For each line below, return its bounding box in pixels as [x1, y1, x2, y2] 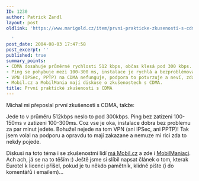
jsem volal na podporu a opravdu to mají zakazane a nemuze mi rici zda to [6, 132, 187, 139]
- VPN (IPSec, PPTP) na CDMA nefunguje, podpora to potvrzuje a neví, [6, 75, 184, 80]
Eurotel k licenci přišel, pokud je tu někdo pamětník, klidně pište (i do [6, 162, 174, 169]
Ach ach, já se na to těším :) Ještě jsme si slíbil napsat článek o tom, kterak [6, 156, 188, 163]
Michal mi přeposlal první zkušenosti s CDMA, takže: [6, 102, 135, 108]
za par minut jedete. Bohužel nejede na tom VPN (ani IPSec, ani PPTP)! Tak [6, 125, 190, 132]
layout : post [6, 20, 38, 25]
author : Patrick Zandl [6, 14, 62, 20]
